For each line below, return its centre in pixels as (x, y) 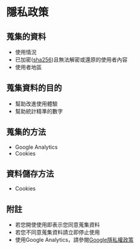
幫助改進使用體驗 (36, 104)
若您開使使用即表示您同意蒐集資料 (57, 225)
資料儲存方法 (30, 174)
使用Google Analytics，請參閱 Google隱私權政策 (74, 240)
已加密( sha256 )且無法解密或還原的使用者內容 (71, 60)
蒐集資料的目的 (34, 88)
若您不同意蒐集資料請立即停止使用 (57, 232)
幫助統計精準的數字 (39, 111)
